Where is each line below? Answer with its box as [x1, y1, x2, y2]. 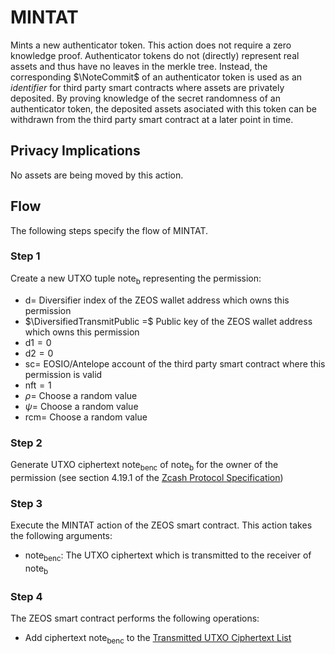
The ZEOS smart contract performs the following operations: [10, 612, 260, 624]
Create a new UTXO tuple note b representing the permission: [10, 272, 262, 286]
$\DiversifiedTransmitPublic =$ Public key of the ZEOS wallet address [24, 315, 313, 327]
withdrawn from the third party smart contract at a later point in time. [10, 113, 294, 125]
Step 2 [10, 436, 43, 450]
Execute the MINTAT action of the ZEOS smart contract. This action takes [10, 519, 313, 531]
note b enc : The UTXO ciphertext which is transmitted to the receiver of [24, 549, 312, 563]
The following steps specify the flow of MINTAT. [10, 224, 208, 236]
